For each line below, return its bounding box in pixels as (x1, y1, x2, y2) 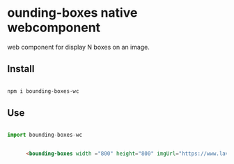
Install (7, 63, 35, 75)
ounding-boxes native (7, 5, 138, 21)
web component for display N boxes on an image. (7, 43, 150, 51)
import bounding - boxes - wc (7, 131, 82, 139)
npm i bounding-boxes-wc (7, 87, 79, 95)
